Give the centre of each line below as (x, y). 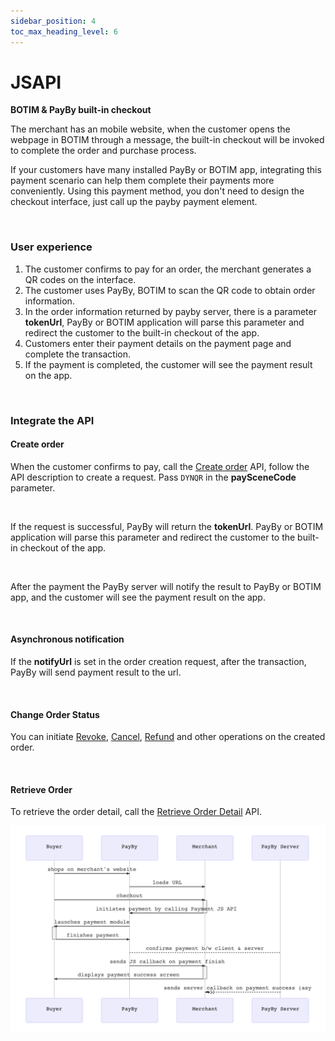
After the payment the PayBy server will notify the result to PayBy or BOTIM (166, 586)
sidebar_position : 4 (53, 21)
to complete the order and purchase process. (103, 151)
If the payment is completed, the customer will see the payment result (168, 364)
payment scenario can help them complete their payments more (142, 181)
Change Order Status (55, 714)
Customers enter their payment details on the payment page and (158, 343)
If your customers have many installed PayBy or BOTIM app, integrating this (166, 170)
